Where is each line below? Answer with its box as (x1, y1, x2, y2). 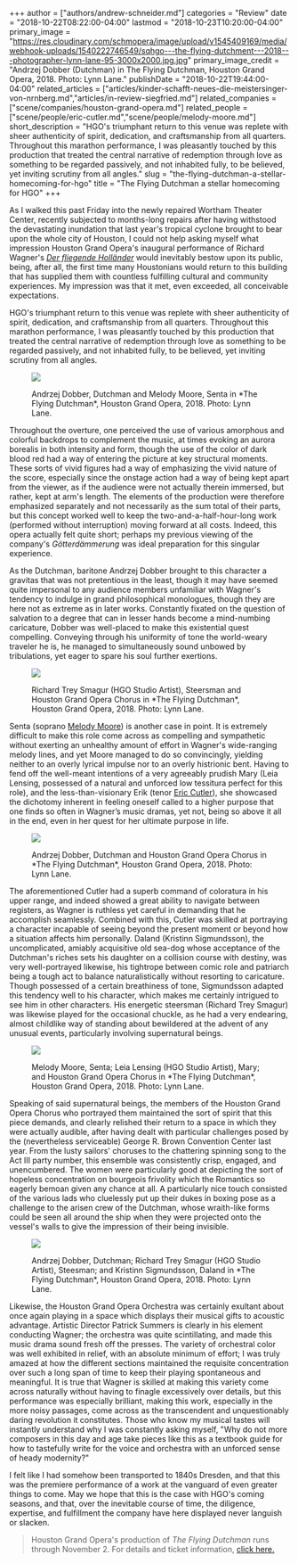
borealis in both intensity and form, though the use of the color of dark (9, 444, 268, 454)
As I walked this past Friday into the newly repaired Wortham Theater (9, 205, 262, 215)
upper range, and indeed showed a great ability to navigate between (9, 895, 260, 906)
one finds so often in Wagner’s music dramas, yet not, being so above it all (9, 806, 282, 817)
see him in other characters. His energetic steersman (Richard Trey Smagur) (9, 999, 289, 1010)
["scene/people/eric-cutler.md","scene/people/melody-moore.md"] (9, 111, 256, 122)
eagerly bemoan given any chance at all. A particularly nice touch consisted (9, 1183, 287, 1194)
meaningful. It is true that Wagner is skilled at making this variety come (9, 1377, 270, 1387)
